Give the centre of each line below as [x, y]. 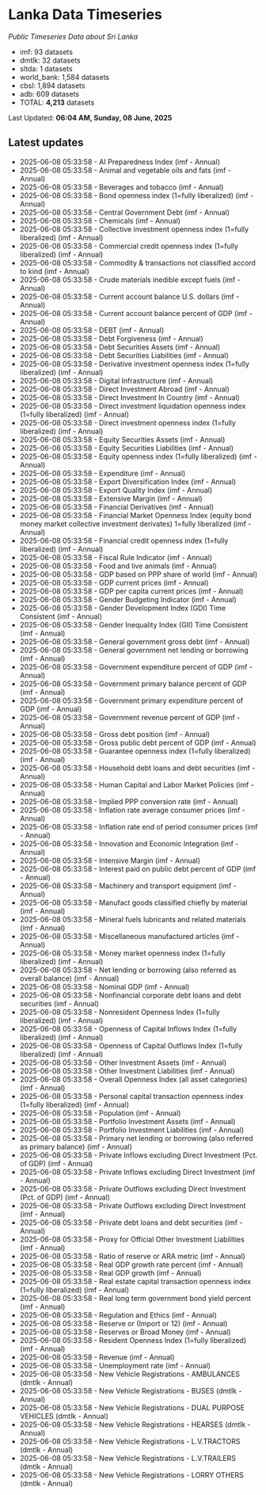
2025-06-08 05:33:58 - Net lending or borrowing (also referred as [128, 970]
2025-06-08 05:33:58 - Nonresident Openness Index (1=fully [120, 1012]
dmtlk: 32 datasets [50, 60]
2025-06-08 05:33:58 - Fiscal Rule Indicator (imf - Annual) [116, 557]
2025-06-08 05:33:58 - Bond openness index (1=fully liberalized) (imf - [137, 195]
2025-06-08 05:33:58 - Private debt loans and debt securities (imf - [131, 1222]
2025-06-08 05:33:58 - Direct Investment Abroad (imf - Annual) [124, 389]
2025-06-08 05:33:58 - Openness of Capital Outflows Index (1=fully [131, 1045]
